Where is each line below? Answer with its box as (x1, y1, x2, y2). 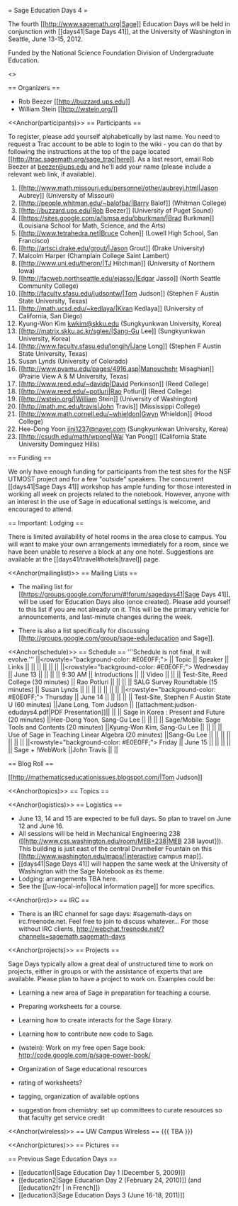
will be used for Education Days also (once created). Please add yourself (18, 598, 231, 605)
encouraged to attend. (8, 505, 74, 513)
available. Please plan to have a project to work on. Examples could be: (8, 975, 215, 983)
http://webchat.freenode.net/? (76, 925, 165, 933)
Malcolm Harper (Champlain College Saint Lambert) (18, 252, 169, 259)
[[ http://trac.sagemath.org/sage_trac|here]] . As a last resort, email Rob (8, 155, 215, 163)
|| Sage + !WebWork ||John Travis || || (8, 746, 119, 754)
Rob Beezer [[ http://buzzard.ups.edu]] (18, 97, 130, 106)
